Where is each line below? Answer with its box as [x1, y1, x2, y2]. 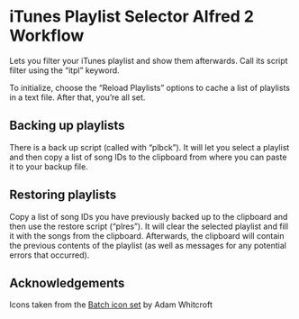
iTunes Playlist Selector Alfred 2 [9, 6, 255, 27]
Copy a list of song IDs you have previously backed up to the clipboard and [9, 211, 288, 222]
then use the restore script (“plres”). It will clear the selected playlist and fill [9, 221, 289, 232]
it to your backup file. [9, 160, 88, 172]
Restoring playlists [9, 187, 117, 203]
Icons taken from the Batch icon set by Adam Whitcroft [9, 299, 213, 310]
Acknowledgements [9, 275, 125, 290]
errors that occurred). [9, 250, 90, 260]
